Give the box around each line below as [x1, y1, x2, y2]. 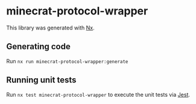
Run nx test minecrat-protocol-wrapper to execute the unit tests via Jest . [6, 91, 191, 98]
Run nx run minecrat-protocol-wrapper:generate [6, 57, 128, 64]
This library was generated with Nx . [6, 24, 95, 31]
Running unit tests [6, 75, 77, 85]
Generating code [6, 41, 71, 52]
